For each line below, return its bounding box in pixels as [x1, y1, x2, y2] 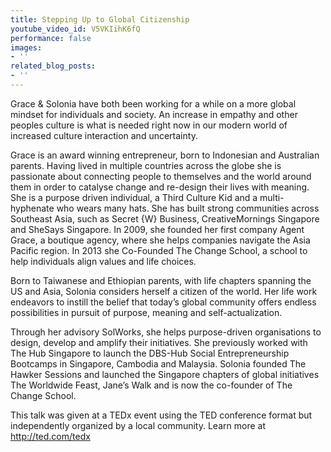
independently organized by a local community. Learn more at [10, 419, 266, 431]
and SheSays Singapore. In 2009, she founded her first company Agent [10, 223, 305, 235]
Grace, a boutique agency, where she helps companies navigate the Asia [10, 234, 311, 246]
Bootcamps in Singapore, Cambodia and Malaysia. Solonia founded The [10, 357, 307, 370]
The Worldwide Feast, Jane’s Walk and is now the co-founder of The [10, 379, 293, 391]
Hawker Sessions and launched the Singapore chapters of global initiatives [10, 368, 320, 380]
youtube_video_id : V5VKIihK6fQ [10, 24, 141, 34]
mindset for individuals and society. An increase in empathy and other [10, 108, 298, 120]
